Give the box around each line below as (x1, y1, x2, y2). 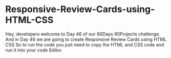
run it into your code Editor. (5, 47, 63, 53)
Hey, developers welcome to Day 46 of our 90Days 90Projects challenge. (5, 31, 160, 37)
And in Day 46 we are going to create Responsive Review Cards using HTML (5, 36, 167, 42)
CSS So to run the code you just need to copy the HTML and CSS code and (5, 41, 164, 47)
